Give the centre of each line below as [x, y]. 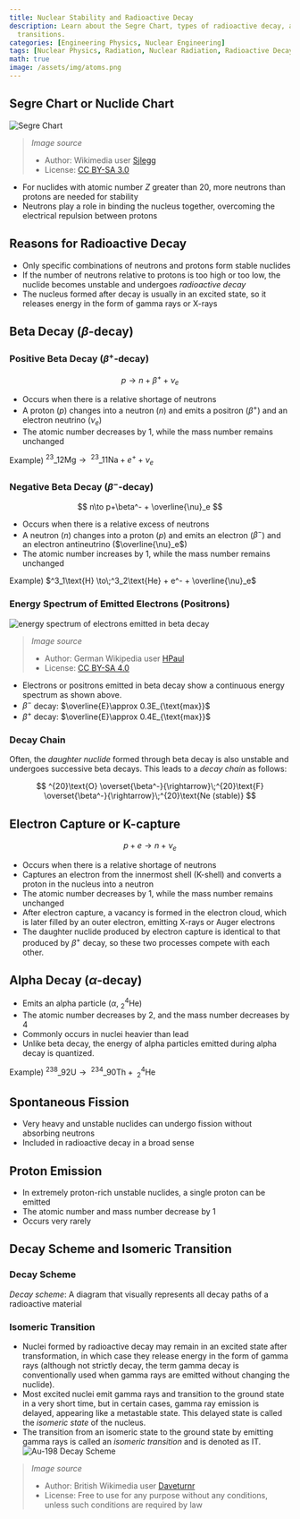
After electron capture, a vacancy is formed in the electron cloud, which [154, 912]
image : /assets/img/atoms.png [66, 68]
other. [33, 952]
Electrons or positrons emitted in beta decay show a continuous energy [154, 685]
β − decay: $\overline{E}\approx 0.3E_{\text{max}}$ [116, 705]
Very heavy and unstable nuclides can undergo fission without [137, 1124]
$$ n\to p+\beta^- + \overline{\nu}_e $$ [150, 506]
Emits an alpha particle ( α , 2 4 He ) [82, 1003]
